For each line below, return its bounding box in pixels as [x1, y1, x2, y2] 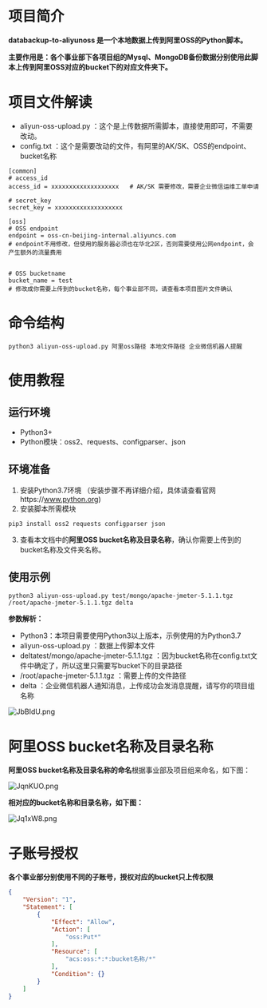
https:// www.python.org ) [19, 494, 101, 504]
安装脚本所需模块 [19, 504, 77, 513]
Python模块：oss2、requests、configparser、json [19, 436, 186, 446]
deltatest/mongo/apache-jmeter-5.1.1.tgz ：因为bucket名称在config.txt [19, 651, 251, 660]
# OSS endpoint [8, 225, 59, 233]
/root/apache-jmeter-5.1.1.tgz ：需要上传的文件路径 [19, 671, 187, 680]
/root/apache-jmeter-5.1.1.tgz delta [8, 599, 134, 608]
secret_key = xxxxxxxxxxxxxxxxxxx [8, 203, 124, 212]
